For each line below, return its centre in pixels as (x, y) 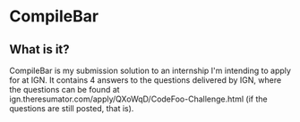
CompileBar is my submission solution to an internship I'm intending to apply (150, 70)
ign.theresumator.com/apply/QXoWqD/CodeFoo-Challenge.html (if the (138, 99)
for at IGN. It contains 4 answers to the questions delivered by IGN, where (146, 80)
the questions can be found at (64, 89)
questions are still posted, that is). (72, 108)
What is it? (39, 49)
